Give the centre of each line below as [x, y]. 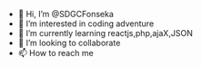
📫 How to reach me [56, 53]
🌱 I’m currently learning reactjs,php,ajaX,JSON [105, 33]
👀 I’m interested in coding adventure [86, 24]
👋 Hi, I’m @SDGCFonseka [66, 14]
